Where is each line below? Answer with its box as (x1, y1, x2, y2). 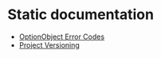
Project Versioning (18, 40, 80, 49)
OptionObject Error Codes (18, 32, 105, 41)
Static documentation (7, 6, 155, 24)
